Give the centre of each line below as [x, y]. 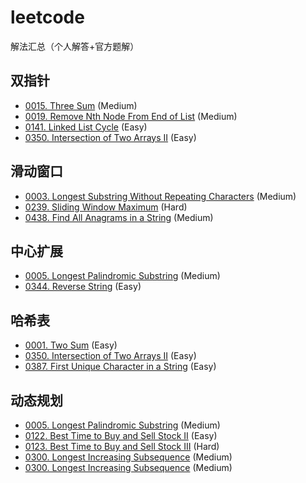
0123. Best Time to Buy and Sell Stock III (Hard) [122, 446]
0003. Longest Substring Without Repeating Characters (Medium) [160, 196]
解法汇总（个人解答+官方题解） [75, 46]
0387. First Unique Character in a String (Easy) [120, 367]
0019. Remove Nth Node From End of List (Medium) [131, 116]
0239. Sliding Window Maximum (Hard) [106, 207]
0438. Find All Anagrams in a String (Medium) [119, 217]
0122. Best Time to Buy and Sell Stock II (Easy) [121, 435]
